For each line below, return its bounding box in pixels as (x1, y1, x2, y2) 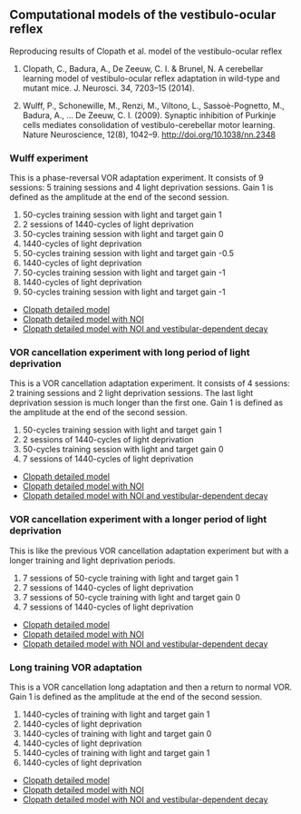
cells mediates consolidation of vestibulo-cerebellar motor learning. (22, 119, 276, 130)
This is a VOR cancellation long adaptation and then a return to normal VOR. (9, 681, 293, 692)
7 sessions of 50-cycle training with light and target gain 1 (22, 572, 238, 583)
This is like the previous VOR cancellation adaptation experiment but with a (9, 545, 289, 556)
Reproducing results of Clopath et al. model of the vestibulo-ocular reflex (9, 45, 283, 56)
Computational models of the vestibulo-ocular (9, 7, 277, 23)
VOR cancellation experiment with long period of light (9, 346, 250, 359)
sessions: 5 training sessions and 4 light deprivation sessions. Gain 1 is (9, 182, 274, 194)
